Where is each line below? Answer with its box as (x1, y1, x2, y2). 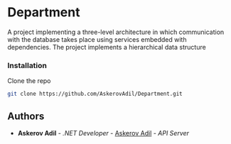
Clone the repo (7, 77, 51, 85)
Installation (7, 60, 48, 70)
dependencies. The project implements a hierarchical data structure (7, 43, 206, 51)
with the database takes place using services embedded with (7, 35, 187, 43)
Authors (7, 110, 45, 122)
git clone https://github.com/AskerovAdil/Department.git (7, 90, 183, 98)
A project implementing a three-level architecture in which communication (7, 28, 225, 36)
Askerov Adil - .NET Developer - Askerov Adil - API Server (17, 128, 190, 137)
